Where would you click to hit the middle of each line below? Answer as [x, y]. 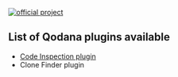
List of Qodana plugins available [89, 37]
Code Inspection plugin [58, 56]
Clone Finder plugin [52, 64]
